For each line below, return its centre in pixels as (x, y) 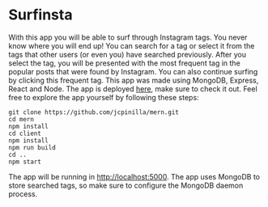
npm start (25, 162)
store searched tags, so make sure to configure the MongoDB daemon (126, 185)
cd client (25, 133)
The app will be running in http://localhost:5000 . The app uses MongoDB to (134, 176)
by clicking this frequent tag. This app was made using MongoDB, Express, (134, 80)
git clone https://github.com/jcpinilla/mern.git (94, 112)
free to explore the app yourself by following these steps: (104, 97)
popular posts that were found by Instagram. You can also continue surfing (133, 71)
